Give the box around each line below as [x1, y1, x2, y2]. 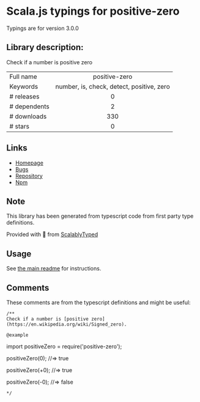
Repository [15, 172, 43, 179]
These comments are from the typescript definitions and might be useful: [6, 299, 191, 306]
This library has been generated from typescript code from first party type [6, 212, 194, 220]
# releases [9, 92, 40, 100]
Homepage [15, 159, 44, 166]
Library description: [6, 42, 84, 53]
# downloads [9, 112, 47, 121]
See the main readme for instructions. [6, 265, 102, 272]
